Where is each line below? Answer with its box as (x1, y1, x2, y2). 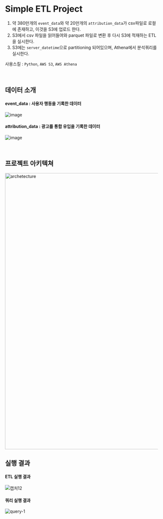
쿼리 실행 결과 (5, 497, 31, 503)
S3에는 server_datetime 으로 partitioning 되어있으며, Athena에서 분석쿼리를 (12, 44, 157, 50)
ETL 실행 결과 (5, 474, 31, 480)
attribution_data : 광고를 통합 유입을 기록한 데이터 (5, 123, 100, 130)
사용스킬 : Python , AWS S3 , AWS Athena (5, 61, 77, 67)
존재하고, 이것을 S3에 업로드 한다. (17, 26, 81, 32)
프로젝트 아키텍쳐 (5, 159, 54, 168)
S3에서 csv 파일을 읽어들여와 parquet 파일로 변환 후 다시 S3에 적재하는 (12, 32, 148, 38)
